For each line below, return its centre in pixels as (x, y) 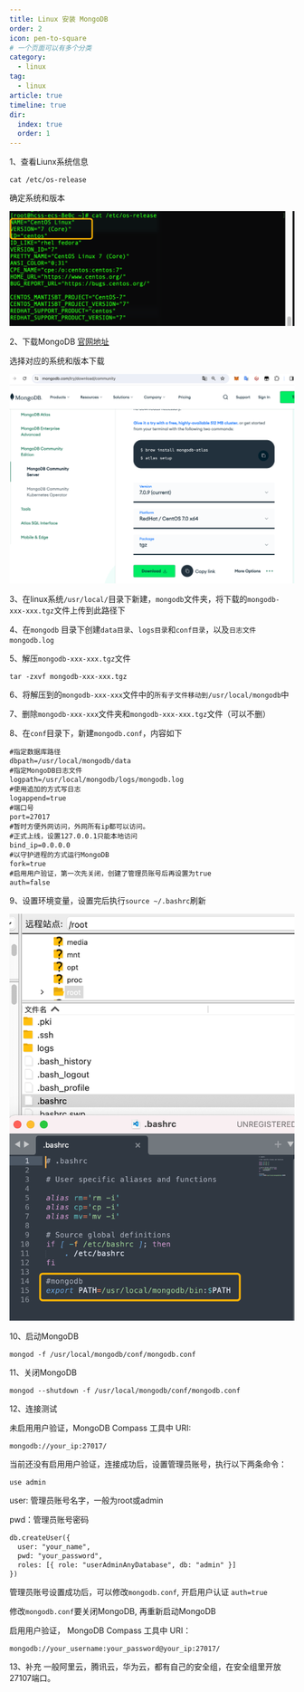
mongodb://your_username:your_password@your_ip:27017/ (115, 1649)
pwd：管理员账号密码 (49, 1519)
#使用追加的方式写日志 (45, 789)
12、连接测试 (33, 1409)
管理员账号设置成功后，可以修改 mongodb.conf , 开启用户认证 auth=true (139, 1592)
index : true (40, 124)
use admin (28, 1482)
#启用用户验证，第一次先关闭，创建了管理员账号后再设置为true (110, 874)
